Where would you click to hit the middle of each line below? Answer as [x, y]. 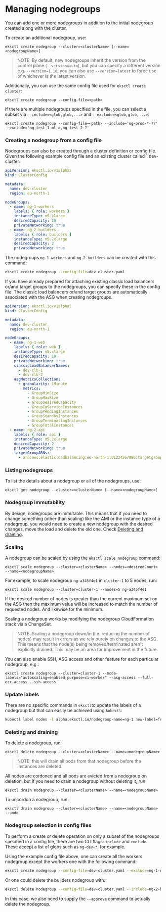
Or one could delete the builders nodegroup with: [55, 880]
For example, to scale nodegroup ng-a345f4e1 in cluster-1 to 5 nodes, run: [81, 580]
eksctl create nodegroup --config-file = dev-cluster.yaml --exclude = [77, 870]
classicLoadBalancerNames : [42, 365]
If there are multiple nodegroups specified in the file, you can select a [76, 109]
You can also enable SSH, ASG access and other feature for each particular [82, 659]
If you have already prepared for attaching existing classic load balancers [80, 282]
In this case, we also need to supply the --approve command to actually [78, 899]
